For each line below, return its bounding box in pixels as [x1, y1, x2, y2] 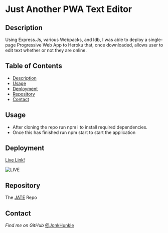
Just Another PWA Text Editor [5, 3, 132, 15]
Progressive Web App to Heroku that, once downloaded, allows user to [17, 42, 163, 48]
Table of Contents [5, 61, 63, 70]
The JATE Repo [5, 194, 37, 200]
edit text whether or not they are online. [5, 47, 87, 53]
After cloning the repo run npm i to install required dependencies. [12, 124, 148, 130]
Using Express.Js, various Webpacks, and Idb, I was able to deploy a [5, 36, 147, 42]
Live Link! [5, 157, 25, 163]
